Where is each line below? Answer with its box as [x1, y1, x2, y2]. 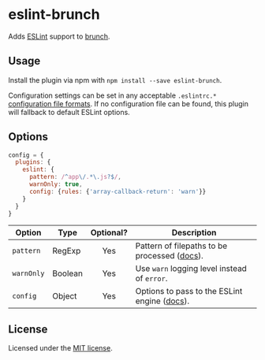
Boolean [52, 268, 83, 279]
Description [171, 227, 217, 238]
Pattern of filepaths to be [135, 240, 228, 251]
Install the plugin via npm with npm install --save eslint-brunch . [8, 75, 222, 84]
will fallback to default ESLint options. [8, 107, 130, 117]
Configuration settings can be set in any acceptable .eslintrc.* [8, 91, 217, 100]
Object [52, 291, 77, 302]
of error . [135, 273, 168, 284]
